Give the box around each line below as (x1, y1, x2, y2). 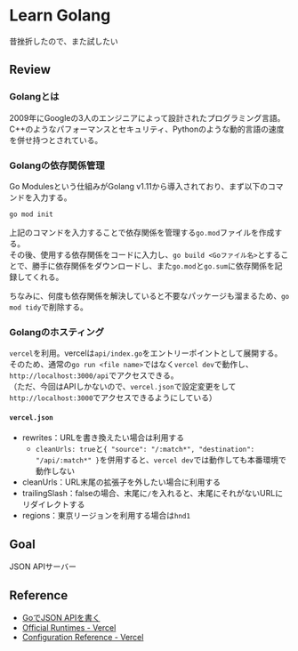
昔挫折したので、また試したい (9, 36, 118, 46)
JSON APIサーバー (9, 561, 77, 572)
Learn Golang (9, 5, 111, 26)
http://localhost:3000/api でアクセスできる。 (9, 370, 180, 381)
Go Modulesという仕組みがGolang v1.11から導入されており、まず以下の (9, 181, 269, 191)
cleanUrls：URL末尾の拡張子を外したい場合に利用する (21, 477, 221, 487)
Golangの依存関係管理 (9, 159, 105, 172)
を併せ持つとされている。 (9, 134, 103, 145)
